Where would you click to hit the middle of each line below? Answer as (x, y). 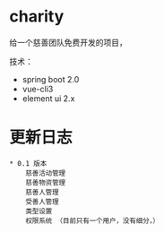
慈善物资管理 (45, 182)
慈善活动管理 (45, 173)
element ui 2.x (48, 98)
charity (37, 17)
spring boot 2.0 (51, 79)
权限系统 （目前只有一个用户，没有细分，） (92, 220)
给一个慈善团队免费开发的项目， (68, 42)
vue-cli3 (38, 89)
